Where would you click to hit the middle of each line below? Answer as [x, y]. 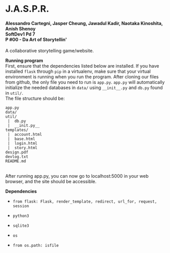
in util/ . [14, 93]
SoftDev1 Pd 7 [20, 34]
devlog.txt [17, 157]
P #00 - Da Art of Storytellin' [36, 39]
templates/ [17, 130]
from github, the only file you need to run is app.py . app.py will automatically [85, 82]
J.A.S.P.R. [27, 9]
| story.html [22, 148]
